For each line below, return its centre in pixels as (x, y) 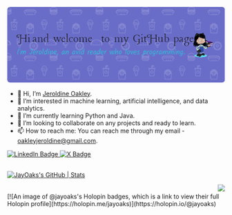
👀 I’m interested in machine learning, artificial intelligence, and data (113, 101)
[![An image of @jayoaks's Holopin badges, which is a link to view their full (113, 196)
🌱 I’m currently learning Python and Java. (76, 115)
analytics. (31, 108)
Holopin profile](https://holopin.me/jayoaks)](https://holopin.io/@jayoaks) (112, 203)
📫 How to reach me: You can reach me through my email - (101, 131)
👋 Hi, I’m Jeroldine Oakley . (55, 93)
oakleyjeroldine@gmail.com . (57, 140)
